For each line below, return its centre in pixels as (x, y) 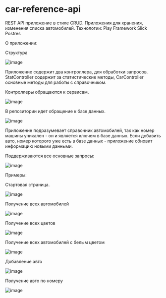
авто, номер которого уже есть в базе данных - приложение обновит (79, 141)
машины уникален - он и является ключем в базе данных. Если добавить (83, 135)
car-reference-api (43, 9)
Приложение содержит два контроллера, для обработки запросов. (77, 72)
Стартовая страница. (28, 184)
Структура (16, 53)
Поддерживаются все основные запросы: (50, 156)
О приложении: (21, 43)
